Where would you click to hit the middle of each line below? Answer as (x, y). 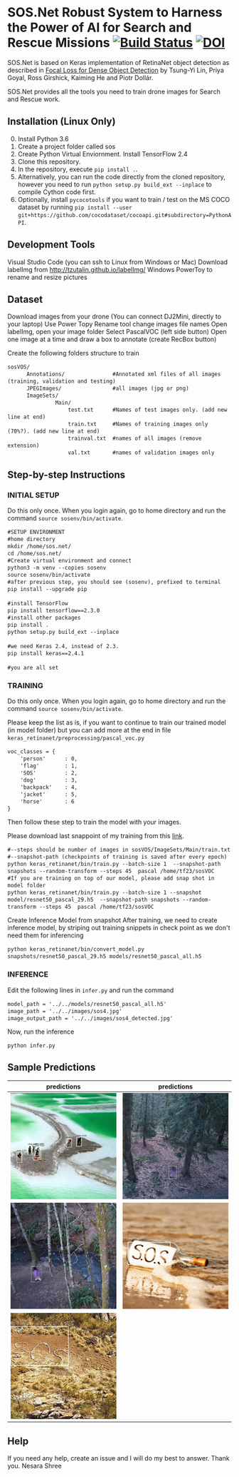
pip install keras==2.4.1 (46, 654)
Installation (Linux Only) (62, 122)
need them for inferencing (46, 935)
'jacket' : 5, (49, 795)
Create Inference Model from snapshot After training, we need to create (112, 920)
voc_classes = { (31, 752)
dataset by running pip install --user (75, 207)
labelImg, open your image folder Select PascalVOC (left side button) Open (117, 332)
